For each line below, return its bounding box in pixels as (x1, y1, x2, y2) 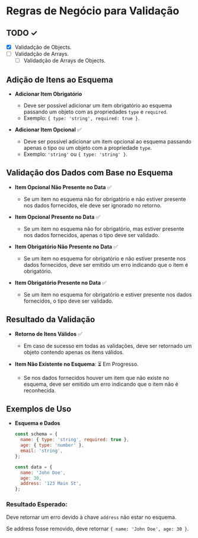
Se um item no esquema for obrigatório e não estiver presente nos (23, 254, 186, 262)
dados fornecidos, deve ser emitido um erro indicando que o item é (23, 261, 189, 268)
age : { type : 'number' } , (20, 442, 85, 448)
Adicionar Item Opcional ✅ (14, 126, 82, 133)
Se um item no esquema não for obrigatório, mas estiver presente (23, 225, 184, 232)
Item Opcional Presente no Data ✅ (14, 213, 101, 221)
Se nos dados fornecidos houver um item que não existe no (23, 374, 170, 381)
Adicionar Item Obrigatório (14, 90, 82, 97)
